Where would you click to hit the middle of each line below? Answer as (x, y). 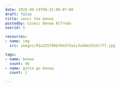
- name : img (17, 41)
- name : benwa (20, 59)
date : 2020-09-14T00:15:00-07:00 (39, 10)
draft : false (18, 14)
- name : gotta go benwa (30, 68)
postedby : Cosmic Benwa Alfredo (38, 23)
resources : (16, 37)
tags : (11, 54)
